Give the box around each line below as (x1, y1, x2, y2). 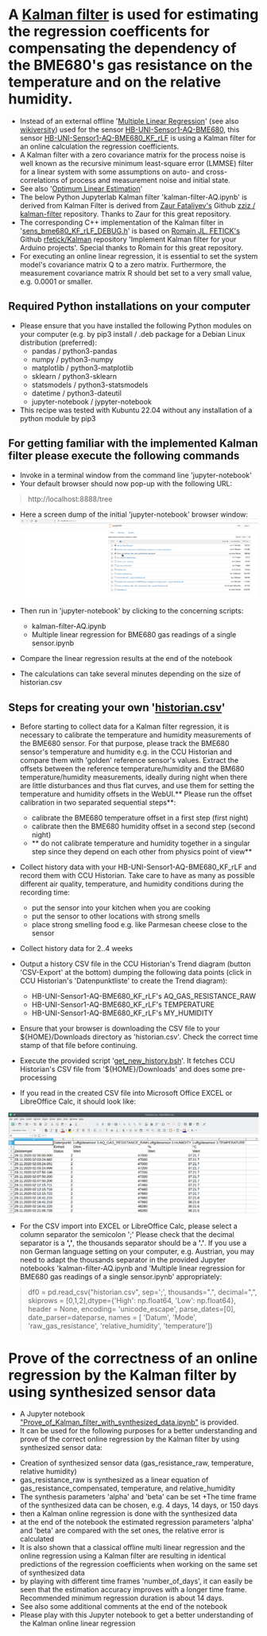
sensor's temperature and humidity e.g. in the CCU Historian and (19, 747, 233, 756)
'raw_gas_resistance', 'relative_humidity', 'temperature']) (27, 1321, 213, 1331)
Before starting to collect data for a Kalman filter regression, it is (19, 721, 230, 732)
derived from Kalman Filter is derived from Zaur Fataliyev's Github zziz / (19, 200, 256, 210)
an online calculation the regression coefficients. (19, 141, 180, 151)
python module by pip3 (19, 413, 96, 423)
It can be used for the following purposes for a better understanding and (19, 1426, 257, 1436)
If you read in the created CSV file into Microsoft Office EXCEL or (19, 1089, 233, 1098)
